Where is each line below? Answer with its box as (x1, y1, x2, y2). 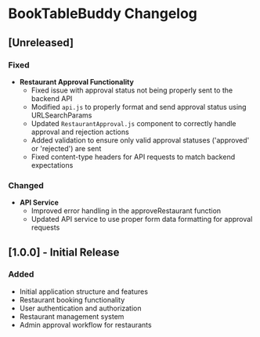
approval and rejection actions (31, 127, 129, 136)
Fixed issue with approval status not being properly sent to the (31, 85, 233, 95)
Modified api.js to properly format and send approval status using (31, 102, 247, 111)
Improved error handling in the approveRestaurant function (31, 206, 222, 216)
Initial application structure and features (19, 287, 149, 296)
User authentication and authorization (19, 303, 143, 313)
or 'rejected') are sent (31, 143, 102, 153)
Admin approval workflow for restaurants (19, 320, 152, 329)
